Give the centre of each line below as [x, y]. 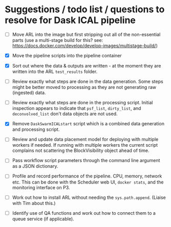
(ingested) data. [29, 93]
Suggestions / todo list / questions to [85, 9]
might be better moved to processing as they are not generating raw [84, 87]
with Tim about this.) [34, 203]
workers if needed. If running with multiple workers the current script [85, 145]
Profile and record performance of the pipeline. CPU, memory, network [87, 176]
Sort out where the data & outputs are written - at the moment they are [87, 66]
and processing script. [36, 129]
